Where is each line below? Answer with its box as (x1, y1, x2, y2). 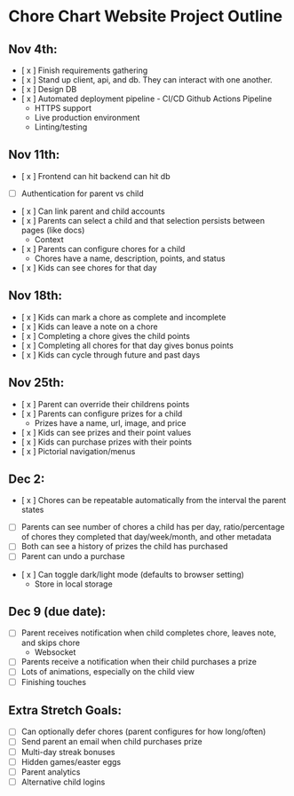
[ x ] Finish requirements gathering (20, 65, 148, 75)
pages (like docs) (20, 225, 85, 235)
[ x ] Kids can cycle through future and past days (20, 349, 201, 360)
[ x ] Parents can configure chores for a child (20, 243, 186, 254)
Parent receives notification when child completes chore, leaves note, (20, 627, 277, 638)
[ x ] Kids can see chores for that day (20, 262, 157, 272)
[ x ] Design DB (20, 84, 77, 94)
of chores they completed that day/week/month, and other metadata (20, 532, 272, 542)
